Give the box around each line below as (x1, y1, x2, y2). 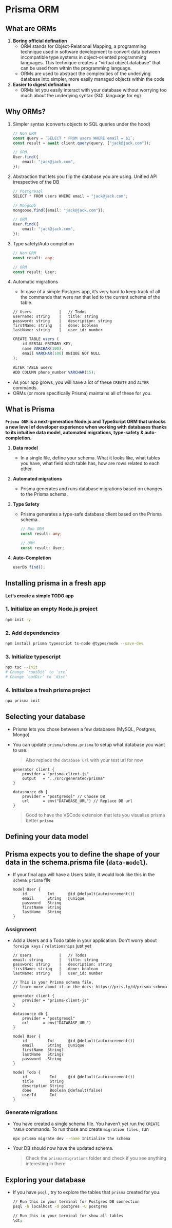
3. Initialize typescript (5, 653, 61, 660)
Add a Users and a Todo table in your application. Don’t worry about (12, 937, 157, 944)
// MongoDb (12, 203, 36, 208)
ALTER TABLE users (12, 365, 52, 370)
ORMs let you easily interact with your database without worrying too (20, 87, 167, 93)
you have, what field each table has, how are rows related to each (20, 460, 160, 467)
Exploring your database (5, 1176, 86, 1184)
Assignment (5, 926, 37, 933)
